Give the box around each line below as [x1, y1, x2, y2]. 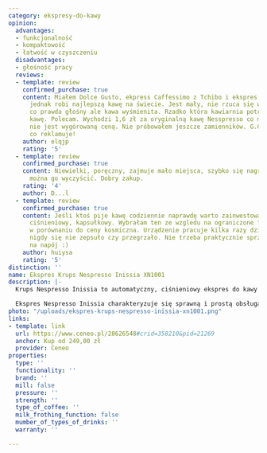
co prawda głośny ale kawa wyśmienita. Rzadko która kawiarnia [29, 108, 244, 116]
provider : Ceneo [15, 344, 69, 353]
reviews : [15, 71, 44, 79]
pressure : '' [15, 389, 59, 396]
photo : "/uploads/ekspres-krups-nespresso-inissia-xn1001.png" [8, 307, 222, 315]
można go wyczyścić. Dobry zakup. [29, 174, 145, 183]
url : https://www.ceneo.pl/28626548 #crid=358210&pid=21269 [15, 330, 215, 338]
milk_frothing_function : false [15, 411, 119, 419]
